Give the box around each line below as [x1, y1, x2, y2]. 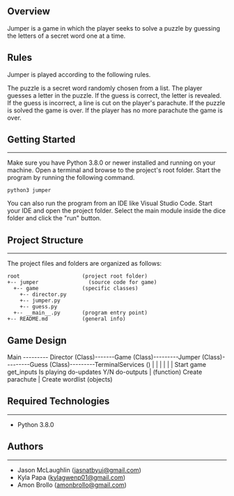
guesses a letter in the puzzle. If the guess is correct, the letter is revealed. [7, 91, 221, 100]
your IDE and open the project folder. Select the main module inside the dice [7, 206, 226, 215]
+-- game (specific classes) [13, 285, 139, 292]
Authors [7, 441, 44, 453]
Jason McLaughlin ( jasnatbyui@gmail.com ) [17, 465, 141, 474]
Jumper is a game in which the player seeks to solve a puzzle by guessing [7, 24, 221, 32]
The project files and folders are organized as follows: [7, 260, 162, 268]
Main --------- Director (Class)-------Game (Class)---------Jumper [7, 353, 201, 361]
